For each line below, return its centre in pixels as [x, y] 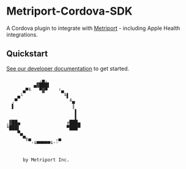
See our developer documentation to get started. [68, 68]
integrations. [22, 34]
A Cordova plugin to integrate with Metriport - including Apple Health [93, 28]
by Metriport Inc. [46, 160]
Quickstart [27, 54]
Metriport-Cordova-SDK [69, 11]
